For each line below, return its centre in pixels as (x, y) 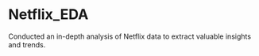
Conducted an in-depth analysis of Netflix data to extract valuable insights (130, 36)
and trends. (27, 44)
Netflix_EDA (48, 15)
